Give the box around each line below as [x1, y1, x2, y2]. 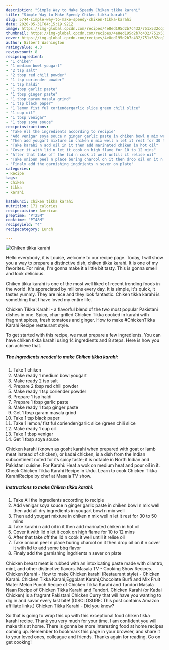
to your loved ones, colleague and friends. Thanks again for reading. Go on [6, 634, 161, 640]
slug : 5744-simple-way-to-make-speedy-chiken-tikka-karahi [6, 17, 132, 22]
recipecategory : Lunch [6, 227, 53, 232]
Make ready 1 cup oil [13, 425, 56, 431]
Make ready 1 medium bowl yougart [13, 372, 87, 378]
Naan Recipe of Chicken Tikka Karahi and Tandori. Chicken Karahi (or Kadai [6, 587, 162, 593]
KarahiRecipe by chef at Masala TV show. [6, 473, 92, 479]
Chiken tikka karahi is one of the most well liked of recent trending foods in [6, 280, 160, 287]
